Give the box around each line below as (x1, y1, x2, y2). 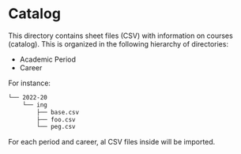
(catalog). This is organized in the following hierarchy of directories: (8, 39, 229, 48)
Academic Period (19, 54, 77, 64)
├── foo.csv (36, 115, 77, 123)
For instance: (8, 78, 51, 88)
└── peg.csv (36, 123, 77, 131)
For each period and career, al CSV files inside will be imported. (8, 137, 216, 147)
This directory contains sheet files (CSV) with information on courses (8, 31, 233, 40)
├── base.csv (36, 108, 80, 116)
